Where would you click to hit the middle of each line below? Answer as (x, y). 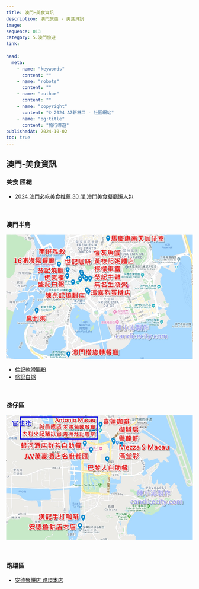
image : (14, 25)
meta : (18, 62)
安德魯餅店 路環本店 (39, 580)
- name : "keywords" (41, 69)
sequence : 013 (24, 31)
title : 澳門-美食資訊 (30, 12)
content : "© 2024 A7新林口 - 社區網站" (68, 113)
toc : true (18, 138)
